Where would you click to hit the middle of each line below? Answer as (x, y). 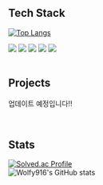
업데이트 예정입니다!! (40, 103)
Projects (30, 83)
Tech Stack (37, 13)
